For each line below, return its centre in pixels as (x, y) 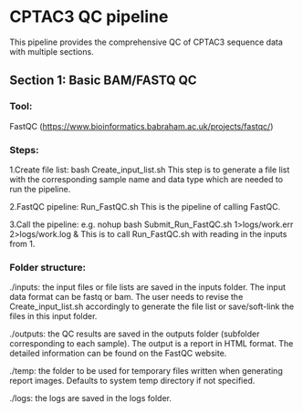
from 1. (22, 243)
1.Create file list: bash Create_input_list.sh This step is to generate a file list (150, 170)
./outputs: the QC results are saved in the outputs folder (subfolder (135, 334)
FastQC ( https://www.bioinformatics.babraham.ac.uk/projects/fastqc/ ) (141, 126)
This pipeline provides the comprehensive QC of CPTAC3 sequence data (146, 42)
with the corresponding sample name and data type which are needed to (146, 179)
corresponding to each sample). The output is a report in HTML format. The (151, 344)
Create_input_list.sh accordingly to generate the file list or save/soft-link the (152, 306)
